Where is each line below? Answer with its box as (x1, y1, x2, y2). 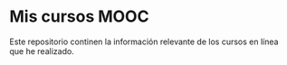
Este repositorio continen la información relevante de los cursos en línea (9, 36, 279, 47)
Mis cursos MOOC (9, 6, 149, 27)
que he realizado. (9, 45, 74, 56)
